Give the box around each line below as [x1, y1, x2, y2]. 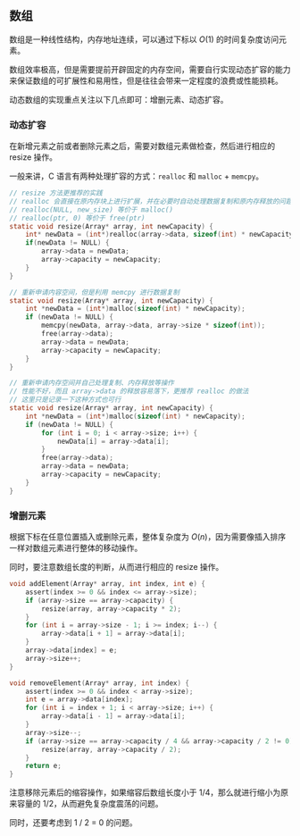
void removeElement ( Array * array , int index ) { [9, 678, 190, 688]
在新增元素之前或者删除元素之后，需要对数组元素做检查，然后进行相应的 [9, 141, 275, 152]
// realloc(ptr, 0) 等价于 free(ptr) [9, 213, 146, 222]
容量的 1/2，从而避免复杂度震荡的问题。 [16, 798, 163, 809]
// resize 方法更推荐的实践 [9, 188, 103, 198]
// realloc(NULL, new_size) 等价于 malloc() [9, 205, 174, 214]
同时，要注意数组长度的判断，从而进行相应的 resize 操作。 [9, 562, 224, 573]
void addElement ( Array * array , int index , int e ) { [9, 580, 205, 589]
